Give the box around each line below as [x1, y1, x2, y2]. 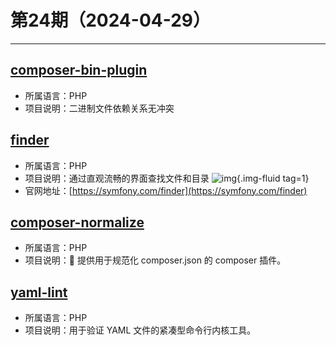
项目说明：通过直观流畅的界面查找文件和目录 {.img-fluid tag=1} [24, 172, 310, 184]
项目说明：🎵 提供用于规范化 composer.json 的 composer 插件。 [24, 254, 287, 266]
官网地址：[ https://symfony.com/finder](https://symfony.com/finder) [24, 184, 308, 196]
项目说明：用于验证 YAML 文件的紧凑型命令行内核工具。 [24, 324, 257, 336]
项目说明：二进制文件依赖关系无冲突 [24, 102, 175, 114]
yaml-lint [10, 284, 68, 301]
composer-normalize [10, 214, 145, 231]
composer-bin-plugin [10, 62, 148, 79]
